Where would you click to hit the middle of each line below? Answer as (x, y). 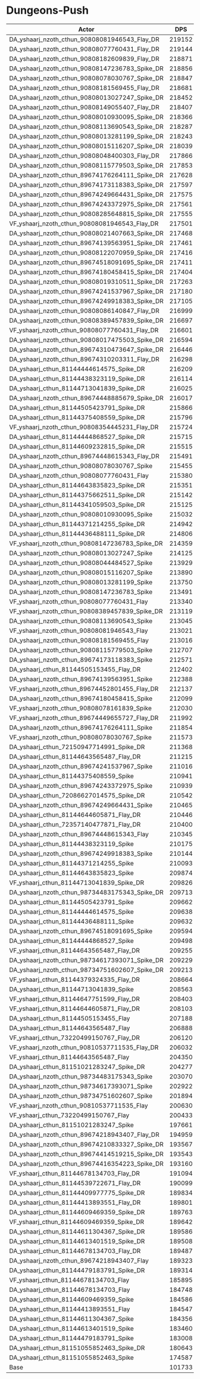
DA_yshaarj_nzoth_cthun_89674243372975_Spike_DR (86, 204)
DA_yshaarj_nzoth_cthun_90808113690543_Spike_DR (86, 126)
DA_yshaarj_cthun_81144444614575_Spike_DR (77, 369)
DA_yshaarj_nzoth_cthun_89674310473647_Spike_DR (86, 350)
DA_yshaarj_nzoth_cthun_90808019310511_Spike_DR (86, 282)
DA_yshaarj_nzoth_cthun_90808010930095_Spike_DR (86, 117)
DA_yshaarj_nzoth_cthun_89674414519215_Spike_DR (86, 1154)
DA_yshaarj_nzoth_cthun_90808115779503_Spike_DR (86, 165)
